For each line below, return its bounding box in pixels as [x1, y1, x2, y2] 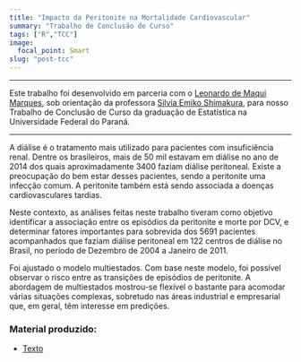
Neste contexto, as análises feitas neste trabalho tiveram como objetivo [9, 207, 273, 218]
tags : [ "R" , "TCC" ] [9, 30, 78, 39]
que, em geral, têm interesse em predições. [9, 301, 170, 311]
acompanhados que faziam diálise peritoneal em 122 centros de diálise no [9, 236, 283, 246]
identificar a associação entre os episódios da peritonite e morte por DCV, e [9, 217, 289, 227]
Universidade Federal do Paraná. [9, 116, 131, 126]
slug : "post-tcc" [9, 55, 74, 64]
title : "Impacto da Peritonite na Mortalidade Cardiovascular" [9, 13, 251, 22]
